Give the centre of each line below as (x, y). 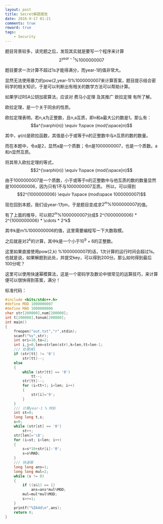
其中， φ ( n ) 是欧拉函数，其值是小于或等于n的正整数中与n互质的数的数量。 (78, 135)
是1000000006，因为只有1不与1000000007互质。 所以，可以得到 (70, 186)
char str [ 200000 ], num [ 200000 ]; (37, 313)
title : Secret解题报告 (26, 14)
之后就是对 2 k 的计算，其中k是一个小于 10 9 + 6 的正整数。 (60, 241)
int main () (16, 322)
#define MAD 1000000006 (29, 309)
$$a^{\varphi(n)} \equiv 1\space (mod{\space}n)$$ (81, 125)
